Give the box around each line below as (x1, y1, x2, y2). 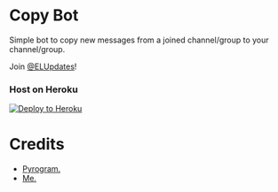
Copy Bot (9, 5, 79, 26)
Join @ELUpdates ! (9, 61, 77, 72)
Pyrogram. (21, 164, 61, 174)
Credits (9, 134, 65, 155)
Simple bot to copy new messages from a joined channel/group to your (9, 35, 269, 45)
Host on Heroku (9, 83, 78, 96)
